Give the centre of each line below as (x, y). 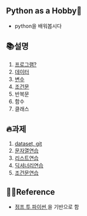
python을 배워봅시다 (38, 26)
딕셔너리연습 (29, 166)
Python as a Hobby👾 (44, 11)
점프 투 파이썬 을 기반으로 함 (47, 207)
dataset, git (28, 144)
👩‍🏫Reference (31, 192)
